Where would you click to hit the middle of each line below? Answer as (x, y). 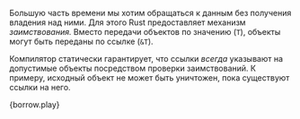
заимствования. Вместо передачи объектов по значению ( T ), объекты (145, 32)
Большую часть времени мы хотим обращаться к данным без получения (150, 13)
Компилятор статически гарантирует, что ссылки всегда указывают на (146, 59)
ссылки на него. (40, 87)
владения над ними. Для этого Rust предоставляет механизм (128, 22)
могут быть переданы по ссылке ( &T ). (82, 41)
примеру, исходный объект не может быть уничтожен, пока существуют (150, 78)
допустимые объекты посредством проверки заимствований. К (132, 68)
